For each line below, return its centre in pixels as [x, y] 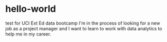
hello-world [31, 9]
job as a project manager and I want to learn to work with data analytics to [84, 28]
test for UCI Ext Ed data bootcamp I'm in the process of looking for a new [83, 23]
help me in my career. [28, 34]
